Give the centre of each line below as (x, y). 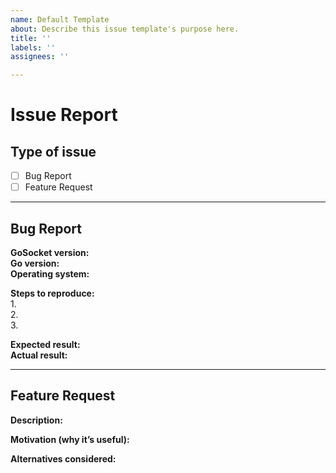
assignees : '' (40, 57)
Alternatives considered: (63, 458)
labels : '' (33, 47)
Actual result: (39, 355)
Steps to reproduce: (52, 293)
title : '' (31, 38)
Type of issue (53, 151)
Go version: (35, 263)
